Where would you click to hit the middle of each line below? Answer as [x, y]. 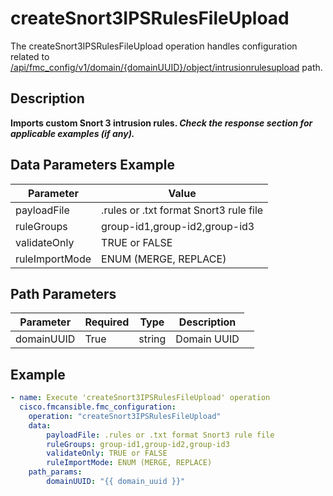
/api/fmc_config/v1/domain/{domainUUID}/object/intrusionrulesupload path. [166, 67]
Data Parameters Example [92, 165]
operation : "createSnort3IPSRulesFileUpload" [125, 416]
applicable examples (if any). [72, 133]
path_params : [55, 472]
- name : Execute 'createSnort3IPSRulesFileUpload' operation [140, 398]
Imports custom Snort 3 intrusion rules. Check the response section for [161, 123]
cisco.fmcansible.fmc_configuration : [98, 407]
